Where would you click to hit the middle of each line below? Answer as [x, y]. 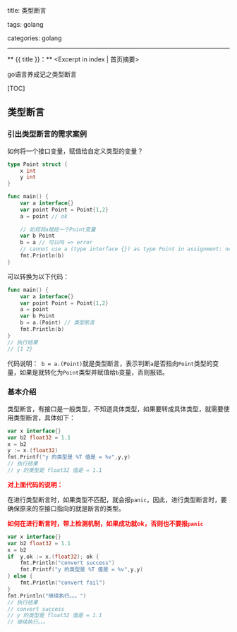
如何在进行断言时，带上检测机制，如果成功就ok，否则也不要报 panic [105, 523]
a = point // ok [44, 216]
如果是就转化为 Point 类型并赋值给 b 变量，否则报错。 [94, 372]
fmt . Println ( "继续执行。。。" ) [47, 596]
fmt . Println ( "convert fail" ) [63, 583]
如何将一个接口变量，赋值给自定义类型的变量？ [75, 151]
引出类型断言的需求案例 [47, 134]
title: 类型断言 [27, 10]
